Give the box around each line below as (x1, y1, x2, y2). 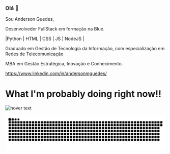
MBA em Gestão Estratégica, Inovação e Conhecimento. (5, 61, 123, 67)
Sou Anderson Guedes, (5, 16, 54, 22)
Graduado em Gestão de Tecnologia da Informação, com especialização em (5, 46, 165, 52)
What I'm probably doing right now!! (5, 88, 162, 100)
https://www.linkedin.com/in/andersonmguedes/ (5, 70, 107, 76)
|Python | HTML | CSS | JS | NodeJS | (5, 35, 84, 42)
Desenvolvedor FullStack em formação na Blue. (5, 26, 105, 32)
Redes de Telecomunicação (5, 51, 64, 57)
